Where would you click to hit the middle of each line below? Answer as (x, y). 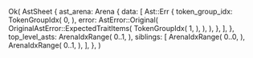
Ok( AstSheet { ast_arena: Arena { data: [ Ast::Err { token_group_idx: (120, 12)
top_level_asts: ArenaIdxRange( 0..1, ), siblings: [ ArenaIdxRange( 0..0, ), (127, 37)
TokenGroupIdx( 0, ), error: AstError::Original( (84, 20)
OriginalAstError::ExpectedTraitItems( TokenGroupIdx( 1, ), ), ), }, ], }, (121, 28)
